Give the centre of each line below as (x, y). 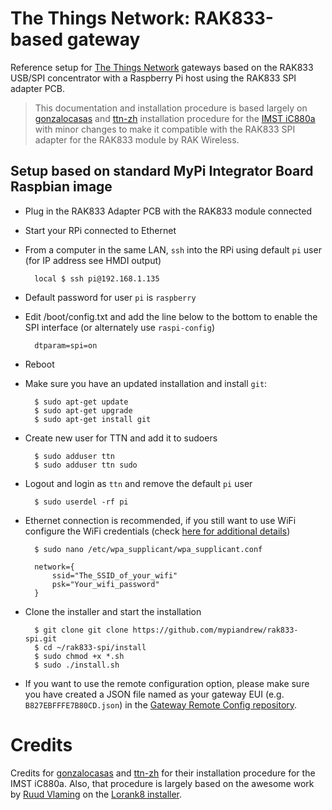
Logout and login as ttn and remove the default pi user (138, 483)
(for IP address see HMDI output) (93, 260)
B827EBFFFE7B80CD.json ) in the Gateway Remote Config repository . (161, 704)
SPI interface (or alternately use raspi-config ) (119, 327)
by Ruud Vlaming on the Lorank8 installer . (96, 794)
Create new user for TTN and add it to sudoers (121, 438)
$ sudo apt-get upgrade (83, 410)
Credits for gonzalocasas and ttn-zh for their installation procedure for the (163, 773)
